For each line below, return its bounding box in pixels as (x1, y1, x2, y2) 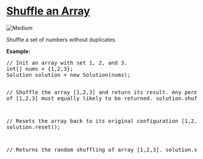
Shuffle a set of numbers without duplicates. (6, 36, 117, 43)
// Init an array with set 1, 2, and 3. (6, 59, 128, 66)
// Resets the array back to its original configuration (6, 117, 179, 125)
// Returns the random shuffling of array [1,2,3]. (6, 146, 163, 153)
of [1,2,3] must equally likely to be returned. (6, 95, 153, 102)
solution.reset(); (6, 123, 61, 131)
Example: (6, 47, 31, 55)
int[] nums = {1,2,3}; (6, 65, 74, 72)
